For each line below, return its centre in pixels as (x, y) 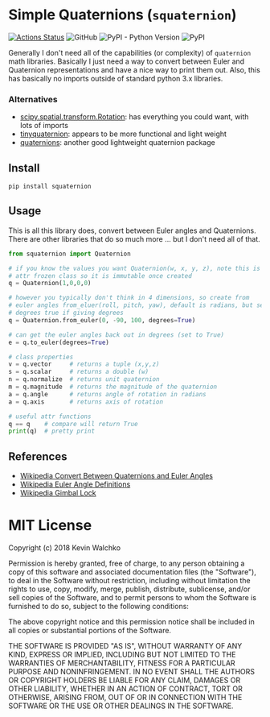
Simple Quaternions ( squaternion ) (123, 15)
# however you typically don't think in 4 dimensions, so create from (129, 298)
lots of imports (44, 126)
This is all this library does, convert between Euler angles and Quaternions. (133, 230)
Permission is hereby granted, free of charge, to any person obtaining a (127, 564)
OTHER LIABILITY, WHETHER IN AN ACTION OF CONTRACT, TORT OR (125, 689)
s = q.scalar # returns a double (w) (79, 372)
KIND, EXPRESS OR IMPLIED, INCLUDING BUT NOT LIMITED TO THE (122, 655)
